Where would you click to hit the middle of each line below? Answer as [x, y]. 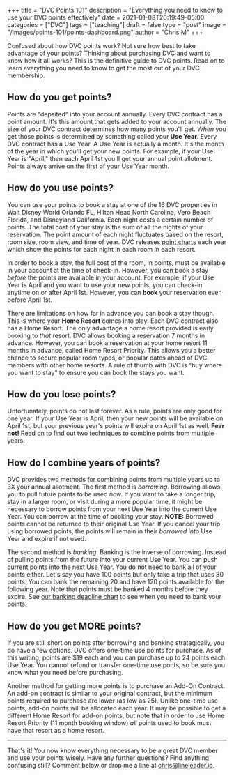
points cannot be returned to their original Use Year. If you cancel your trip [114, 524]
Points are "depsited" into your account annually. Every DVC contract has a [115, 114]
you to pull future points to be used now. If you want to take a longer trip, [111, 494]
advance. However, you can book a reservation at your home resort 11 [107, 343]
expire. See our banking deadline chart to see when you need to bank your [114, 597]
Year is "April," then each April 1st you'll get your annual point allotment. [110, 158]
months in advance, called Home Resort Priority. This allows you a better [111, 350]
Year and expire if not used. [47, 539]
